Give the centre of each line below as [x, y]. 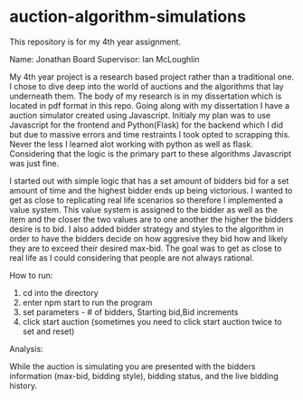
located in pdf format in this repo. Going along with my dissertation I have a [150, 105]
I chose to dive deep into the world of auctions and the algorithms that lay [147, 86]
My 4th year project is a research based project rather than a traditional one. [152, 76]
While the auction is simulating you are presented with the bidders [133, 366]
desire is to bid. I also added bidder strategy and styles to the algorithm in [147, 229]
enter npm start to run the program [87, 302]
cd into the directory [61, 292]
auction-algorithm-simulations [128, 17]
